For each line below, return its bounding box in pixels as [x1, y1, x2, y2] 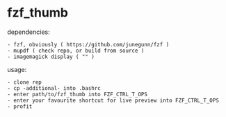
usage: [7, 65, 27, 73]
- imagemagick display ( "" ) [7, 53, 95, 60]
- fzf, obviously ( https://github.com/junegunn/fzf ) [7, 41, 170, 48]
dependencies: [7, 28, 50, 36]
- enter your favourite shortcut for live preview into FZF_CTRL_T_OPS [7, 97, 219, 104]
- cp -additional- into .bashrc [7, 84, 101, 91]
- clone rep [7, 78, 42, 86]
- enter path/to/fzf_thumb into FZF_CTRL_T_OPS [7, 91, 148, 98]
